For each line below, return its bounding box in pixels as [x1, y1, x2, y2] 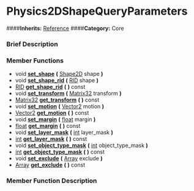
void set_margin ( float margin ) [15, 116, 96, 123]
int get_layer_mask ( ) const [15, 135, 88, 143]
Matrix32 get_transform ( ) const [15, 96, 100, 103]
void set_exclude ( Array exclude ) [15, 155, 103, 162]
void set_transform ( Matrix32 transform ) [15, 90, 122, 97]
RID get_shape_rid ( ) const [15, 83, 86, 91]
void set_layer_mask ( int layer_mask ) [15, 129, 113, 136]
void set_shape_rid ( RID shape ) [15, 77, 99, 84]
